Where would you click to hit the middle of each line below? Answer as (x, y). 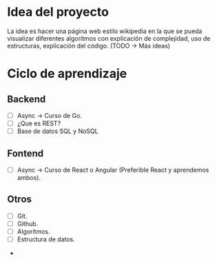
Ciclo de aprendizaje (67, 74)
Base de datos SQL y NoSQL (58, 131)
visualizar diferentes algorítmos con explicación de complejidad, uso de (109, 38)
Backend (27, 99)
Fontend (25, 153)
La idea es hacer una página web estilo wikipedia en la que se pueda (105, 31)
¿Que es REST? (39, 123)
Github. (28, 223)
